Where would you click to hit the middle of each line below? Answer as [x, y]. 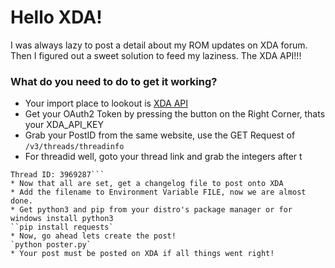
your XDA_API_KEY [64, 125]
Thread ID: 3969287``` [57, 175]
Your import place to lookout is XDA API [106, 103]
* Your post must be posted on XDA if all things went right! [142, 254]
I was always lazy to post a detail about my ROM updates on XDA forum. [159, 45]
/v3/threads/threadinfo [74, 147]
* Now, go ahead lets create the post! [93, 236]
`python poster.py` [51, 245]
